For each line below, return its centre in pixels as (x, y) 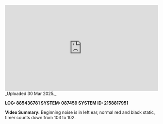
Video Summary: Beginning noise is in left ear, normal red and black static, (80, 112)
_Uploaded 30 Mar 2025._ (31, 93)
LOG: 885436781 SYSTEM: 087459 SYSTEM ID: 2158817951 (67, 103)
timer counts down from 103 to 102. (41, 117)
